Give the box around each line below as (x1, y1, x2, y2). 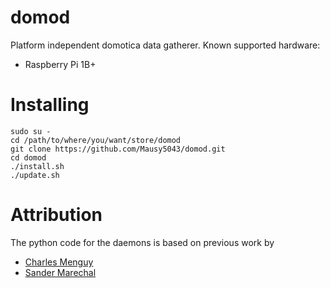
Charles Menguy (24, 256, 94, 268)
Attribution (10, 204, 103, 226)
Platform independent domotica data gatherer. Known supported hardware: (10, 39, 321, 51)
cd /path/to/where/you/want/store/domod (10, 135, 182, 145)
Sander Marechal (24, 266, 97, 278)
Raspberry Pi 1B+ (24, 58, 97, 70)
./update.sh (10, 170, 60, 180)
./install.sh (10, 161, 65, 171)
